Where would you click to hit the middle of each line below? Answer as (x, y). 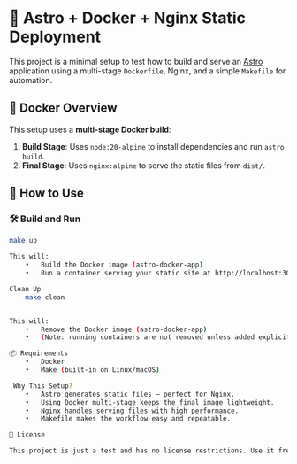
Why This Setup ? (43, 386)
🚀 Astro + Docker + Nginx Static (127, 18)
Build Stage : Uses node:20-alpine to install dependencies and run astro (153, 146)
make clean (45, 297)
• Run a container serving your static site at (118, 274)
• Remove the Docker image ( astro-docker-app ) (116, 329)
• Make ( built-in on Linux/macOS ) (93, 370)
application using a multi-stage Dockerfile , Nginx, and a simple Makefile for (148, 71)
